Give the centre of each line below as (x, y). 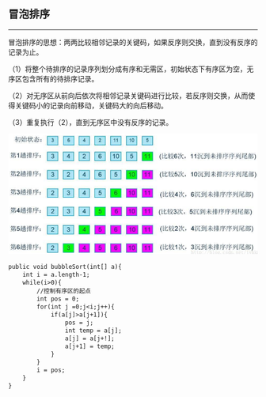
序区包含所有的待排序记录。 (53, 78)
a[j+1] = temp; (89, 346)
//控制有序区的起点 (64, 291)
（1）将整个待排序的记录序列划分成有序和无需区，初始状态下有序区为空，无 (131, 69)
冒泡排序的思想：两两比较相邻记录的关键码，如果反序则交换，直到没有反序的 (133, 42)
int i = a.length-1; (56, 275)
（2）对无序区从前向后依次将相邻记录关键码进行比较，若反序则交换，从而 (128, 95)
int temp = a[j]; (93, 331)
